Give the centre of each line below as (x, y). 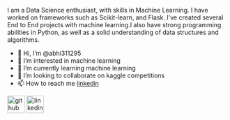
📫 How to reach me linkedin (58, 83)
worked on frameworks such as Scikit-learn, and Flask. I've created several (115, 17)
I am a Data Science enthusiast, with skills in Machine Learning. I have (108, 10)
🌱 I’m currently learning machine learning (76, 68)
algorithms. (23, 40)
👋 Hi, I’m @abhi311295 (49, 53)
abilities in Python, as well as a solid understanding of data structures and (113, 32)
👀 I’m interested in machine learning (69, 61)
